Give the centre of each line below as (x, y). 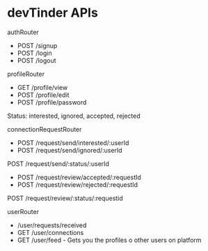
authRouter (23, 32)
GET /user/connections (50, 232)
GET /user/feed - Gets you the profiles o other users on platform (109, 240)
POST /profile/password (52, 102)
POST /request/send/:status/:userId (58, 163)
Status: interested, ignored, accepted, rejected (74, 116)
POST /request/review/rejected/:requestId (77, 184)
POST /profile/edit (43, 95)
